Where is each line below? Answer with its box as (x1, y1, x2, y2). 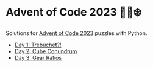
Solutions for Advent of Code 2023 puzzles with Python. (5, 29, 148, 37)
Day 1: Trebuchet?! (14, 41, 62, 48)
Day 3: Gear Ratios (14, 54, 62, 61)
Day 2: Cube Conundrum (14, 47, 77, 55)
